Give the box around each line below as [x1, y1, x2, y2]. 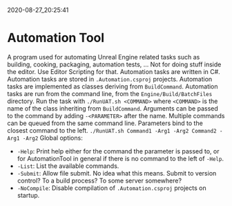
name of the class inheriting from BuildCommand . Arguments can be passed [7, 104, 219, 113]
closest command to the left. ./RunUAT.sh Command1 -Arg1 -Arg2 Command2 [7, 126, 217, 134]
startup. [17, 191, 40, 199]
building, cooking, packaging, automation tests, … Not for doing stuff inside [7, 60, 222, 68]
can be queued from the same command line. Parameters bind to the [7, 119, 204, 127]
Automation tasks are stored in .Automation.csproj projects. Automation [7, 75, 213, 83]
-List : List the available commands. [17, 162, 119, 170]
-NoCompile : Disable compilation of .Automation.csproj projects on [17, 183, 206, 192]
